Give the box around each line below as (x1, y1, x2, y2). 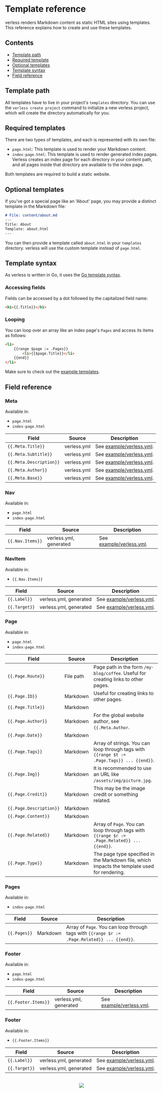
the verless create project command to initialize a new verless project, (5, 105, 149, 111)
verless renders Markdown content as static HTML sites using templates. (5, 19, 151, 25)
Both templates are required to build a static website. (5, 171, 111, 177)
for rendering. (93, 868, 125, 875)
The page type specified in (93, 850, 155, 857)
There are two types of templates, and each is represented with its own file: (5, 137, 156, 143)
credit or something (93, 791, 138, 797)
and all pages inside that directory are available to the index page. (12, 162, 144, 168)
